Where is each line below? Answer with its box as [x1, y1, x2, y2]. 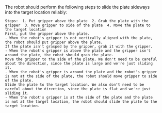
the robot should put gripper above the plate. [5, 40, 103, 45]
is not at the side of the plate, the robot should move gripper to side [5, 74, 158, 79]
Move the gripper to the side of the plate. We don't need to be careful [5, 57, 158, 62]
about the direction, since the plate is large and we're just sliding [5, 61, 153, 66]
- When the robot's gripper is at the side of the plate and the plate [5, 95, 153, 100]
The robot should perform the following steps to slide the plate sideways [5, 4, 150, 10]
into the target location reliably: [5, 9, 67, 15]
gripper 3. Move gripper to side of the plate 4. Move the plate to [5, 23, 151, 28]
